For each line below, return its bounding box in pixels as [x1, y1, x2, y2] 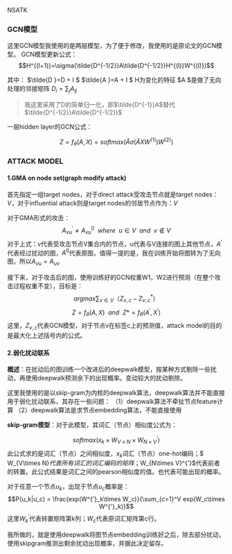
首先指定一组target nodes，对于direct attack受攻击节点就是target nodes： [7, 190, 219, 199]
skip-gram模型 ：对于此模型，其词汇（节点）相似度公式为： [7, 421, 178, 429]
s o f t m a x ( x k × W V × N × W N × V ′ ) [72, 435, 161, 446]
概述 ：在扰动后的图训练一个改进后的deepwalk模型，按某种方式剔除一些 [7, 365, 211, 373]
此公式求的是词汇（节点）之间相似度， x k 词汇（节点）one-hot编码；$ [7, 449, 204, 459]
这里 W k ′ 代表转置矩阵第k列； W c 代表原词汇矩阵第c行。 [7, 513, 161, 524]
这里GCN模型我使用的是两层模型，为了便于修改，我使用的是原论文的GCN [7, 42, 217, 50]
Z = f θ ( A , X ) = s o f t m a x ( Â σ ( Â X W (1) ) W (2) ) [59, 137, 174, 148]
